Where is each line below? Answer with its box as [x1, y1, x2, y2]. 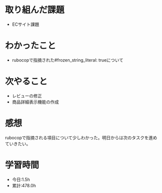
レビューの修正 [12, 93, 42, 98]
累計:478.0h [12, 182, 36, 188]
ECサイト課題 [12, 21, 40, 27]
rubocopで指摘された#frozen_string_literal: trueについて [12, 57, 124, 63]
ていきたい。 [5, 141, 30, 146]
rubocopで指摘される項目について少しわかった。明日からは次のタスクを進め [5, 134, 158, 141]
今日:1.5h [12, 177, 30, 182]
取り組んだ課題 [5, 4, 65, 16]
